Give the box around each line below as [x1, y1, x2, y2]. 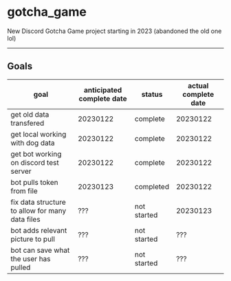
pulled [10, 262, 31, 272]
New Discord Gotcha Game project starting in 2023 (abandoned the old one [7, 27, 222, 35]
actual [188, 80, 209, 90]
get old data [10, 109, 49, 119]
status [141, 89, 163, 99]
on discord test [10, 157, 60, 167]
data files [10, 214, 41, 224]
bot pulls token [10, 177, 58, 187]
